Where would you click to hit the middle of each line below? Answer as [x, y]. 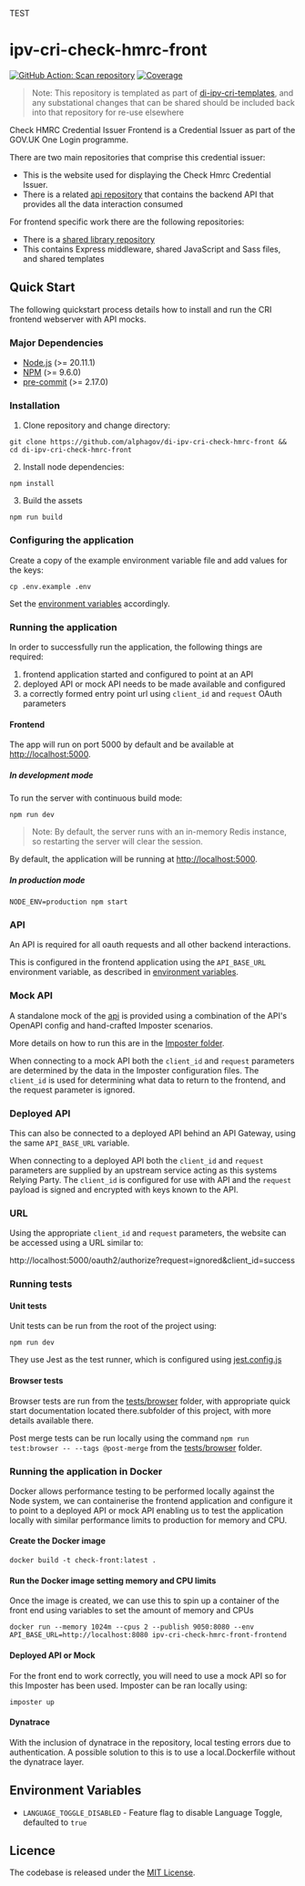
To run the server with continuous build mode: [96, 798]
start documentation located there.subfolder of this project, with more [140, 1410]
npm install [32, 484]
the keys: [26, 570]
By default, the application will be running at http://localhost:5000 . [133, 859]
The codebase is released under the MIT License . [102, 1872]
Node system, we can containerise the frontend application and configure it [151, 1500]
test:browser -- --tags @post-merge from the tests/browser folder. [136, 1447]
